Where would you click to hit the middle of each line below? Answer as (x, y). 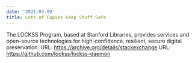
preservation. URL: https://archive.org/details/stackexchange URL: (88, 47)
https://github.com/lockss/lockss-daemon (58, 53)
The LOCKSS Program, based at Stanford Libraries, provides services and (98, 34)
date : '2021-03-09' (31, 12)
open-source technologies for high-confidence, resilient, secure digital (94, 41)
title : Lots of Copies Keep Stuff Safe (56, 17)
